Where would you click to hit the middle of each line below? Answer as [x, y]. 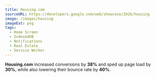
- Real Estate [24, 46]
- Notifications [26, 41]
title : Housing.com [25, 10]
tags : [11, 28]
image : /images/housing [29, 19]
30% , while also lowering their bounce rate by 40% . [58, 69]
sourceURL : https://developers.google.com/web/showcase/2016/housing [78, 14]
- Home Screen [24, 32]
